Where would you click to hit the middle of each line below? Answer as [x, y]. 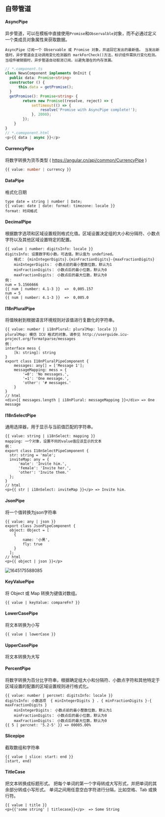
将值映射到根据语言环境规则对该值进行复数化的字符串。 [61, 320]
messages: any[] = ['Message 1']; [49, 366]
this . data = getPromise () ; [46, 87]
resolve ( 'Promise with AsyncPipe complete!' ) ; [89, 110]
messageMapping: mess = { [41, 370]
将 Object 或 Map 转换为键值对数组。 [42, 593]
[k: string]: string [35, 353]
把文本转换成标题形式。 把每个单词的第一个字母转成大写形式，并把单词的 [79, 783]
